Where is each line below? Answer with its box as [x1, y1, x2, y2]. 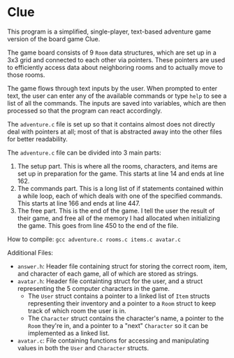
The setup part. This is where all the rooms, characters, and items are [17, 162, 218, 170]
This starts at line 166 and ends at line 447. [17, 199, 141, 207]
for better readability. [7, 134, 68, 143]
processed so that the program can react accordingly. [7, 106, 163, 115]
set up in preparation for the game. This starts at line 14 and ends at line [17, 169, 225, 178]
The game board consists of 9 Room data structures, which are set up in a [7, 48, 217, 57]
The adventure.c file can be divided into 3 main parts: [7, 148, 162, 157]
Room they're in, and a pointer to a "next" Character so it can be [27, 321, 208, 329]
